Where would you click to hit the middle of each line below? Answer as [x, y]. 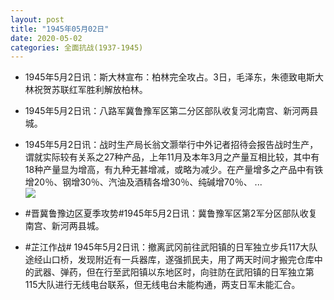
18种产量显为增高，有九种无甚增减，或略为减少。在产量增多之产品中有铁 [174, 170]
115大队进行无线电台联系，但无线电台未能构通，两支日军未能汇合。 [162, 285]
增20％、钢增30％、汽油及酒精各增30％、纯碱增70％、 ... [143, 182]
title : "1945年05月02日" [60, 29]
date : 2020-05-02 [46, 38]
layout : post [37, 19]
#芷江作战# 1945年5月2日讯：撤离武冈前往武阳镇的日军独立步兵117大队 [171, 247]
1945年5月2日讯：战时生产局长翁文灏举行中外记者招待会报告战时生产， [171, 145]
